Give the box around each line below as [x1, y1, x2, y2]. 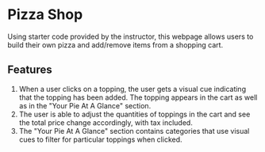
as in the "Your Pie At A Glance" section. [18, 101, 152, 110]
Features [7, 63, 52, 77]
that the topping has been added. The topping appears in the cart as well [18, 93, 258, 102]
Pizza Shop [7, 6, 83, 24]
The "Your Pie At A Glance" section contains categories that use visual [18, 126, 250, 135]
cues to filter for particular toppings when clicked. [18, 135, 183, 144]
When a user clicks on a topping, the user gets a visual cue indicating [18, 84, 247, 93]
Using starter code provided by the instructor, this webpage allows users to [7, 32, 254, 41]
